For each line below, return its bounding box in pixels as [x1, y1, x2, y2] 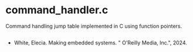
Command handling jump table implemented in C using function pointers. [5, 23, 182, 29]
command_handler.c [5, 3, 109, 17]
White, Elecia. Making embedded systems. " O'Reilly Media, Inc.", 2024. [13, 39, 187, 46]
